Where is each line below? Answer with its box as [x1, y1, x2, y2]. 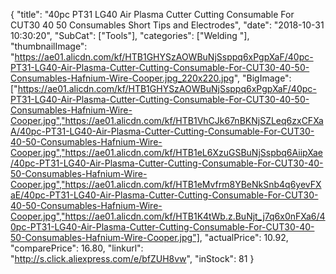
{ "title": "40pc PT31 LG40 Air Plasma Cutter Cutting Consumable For [10, 9, 295, 20]
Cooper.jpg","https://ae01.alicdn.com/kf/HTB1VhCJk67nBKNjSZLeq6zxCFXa [10, 115, 324, 126]
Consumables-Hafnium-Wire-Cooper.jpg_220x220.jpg [10, 72, 235, 84]
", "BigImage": [233, 72, 292, 84]
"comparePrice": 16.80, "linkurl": [10, 242, 144, 254]
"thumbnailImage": [10, 40, 88, 52]
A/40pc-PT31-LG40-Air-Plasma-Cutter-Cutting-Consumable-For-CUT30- [10, 125, 315, 137]
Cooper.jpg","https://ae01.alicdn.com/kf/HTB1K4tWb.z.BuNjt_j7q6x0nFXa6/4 [10, 210, 326, 222]
